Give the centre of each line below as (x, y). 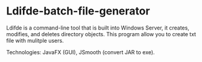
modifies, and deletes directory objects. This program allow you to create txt (101, 34)
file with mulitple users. (35, 40)
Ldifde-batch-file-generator (78, 11)
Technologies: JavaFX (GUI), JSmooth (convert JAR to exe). (80, 52)
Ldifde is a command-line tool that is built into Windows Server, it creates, (98, 28)
